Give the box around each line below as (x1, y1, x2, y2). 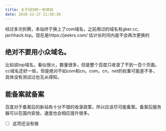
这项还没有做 (12, 121, 39, 127)
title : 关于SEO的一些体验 (5, 7, 54, 12)
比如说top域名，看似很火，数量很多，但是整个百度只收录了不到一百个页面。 (5, 62, 160, 68)
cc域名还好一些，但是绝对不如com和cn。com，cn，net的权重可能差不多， (5, 68, 158, 74)
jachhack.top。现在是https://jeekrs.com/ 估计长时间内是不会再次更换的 (5, 32, 150, 38)
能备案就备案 (5, 90, 45, 98)
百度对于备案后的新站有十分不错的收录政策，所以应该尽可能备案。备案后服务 (5, 104, 162, 110)
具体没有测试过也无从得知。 (5, 74, 62, 80)
